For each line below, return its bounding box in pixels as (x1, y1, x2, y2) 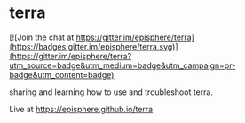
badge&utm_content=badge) (9, 69, 115, 80)
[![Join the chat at (9, 32, 75, 42)
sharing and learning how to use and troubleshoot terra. (9, 87, 213, 97)
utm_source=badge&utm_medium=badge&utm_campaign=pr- (9, 60, 236, 71)
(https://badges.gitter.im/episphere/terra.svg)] (9, 41, 179, 51)
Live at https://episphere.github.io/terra (9, 104, 154, 114)
